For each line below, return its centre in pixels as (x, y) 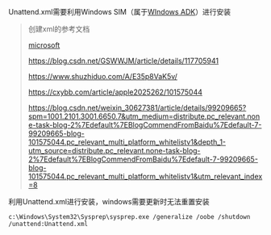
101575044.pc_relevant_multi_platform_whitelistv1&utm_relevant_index (145, 176)
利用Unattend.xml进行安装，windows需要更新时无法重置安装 (109, 201)
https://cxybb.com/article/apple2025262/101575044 (115, 92)
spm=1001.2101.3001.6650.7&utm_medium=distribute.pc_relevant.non (144, 116)
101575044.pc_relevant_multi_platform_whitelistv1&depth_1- (127, 142)
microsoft (44, 45)
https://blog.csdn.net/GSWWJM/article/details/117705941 (123, 61)
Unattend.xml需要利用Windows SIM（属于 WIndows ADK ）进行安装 (120, 12)
